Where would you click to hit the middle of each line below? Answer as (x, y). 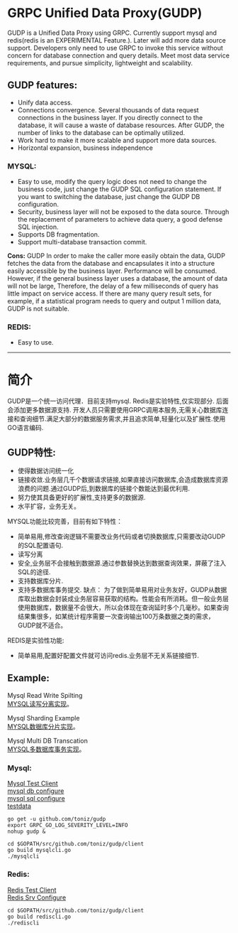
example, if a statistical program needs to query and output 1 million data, (114, 301)
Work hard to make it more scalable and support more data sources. (117, 140)
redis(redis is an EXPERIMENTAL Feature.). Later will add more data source (117, 40)
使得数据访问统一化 (46, 471)
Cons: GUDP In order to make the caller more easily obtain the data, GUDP (116, 256)
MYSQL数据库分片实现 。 (43, 726)
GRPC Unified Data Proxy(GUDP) (105, 13)
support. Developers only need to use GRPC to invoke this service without (115, 48)
